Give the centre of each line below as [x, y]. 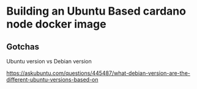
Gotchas [23, 47]
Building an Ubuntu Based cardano [96, 11]
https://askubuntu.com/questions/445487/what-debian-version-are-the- [98, 73]
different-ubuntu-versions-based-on [52, 80]
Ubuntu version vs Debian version [49, 61]
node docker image [56, 24]
